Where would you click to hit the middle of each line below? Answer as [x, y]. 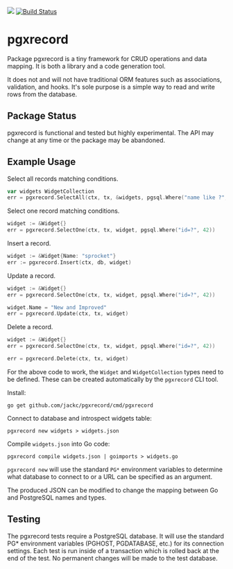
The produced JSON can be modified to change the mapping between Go [113, 490]
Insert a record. [29, 243]
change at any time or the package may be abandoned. [86, 140]
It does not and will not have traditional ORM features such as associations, [114, 79]
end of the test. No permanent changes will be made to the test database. [113, 558]
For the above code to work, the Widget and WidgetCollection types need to [115, 371]
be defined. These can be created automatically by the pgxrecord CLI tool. [113, 379]
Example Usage [42, 162]
